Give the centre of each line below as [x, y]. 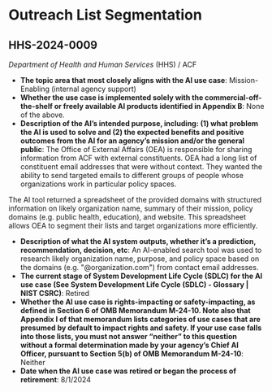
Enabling [35, 89]
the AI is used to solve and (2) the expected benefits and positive [132, 132]
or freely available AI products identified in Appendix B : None [159, 106]
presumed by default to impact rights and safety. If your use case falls [141, 328]
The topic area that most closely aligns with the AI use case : [123, 80]
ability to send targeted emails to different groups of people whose [132, 175]
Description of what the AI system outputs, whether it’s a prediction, [138, 241]
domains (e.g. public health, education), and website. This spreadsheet [127, 217]
